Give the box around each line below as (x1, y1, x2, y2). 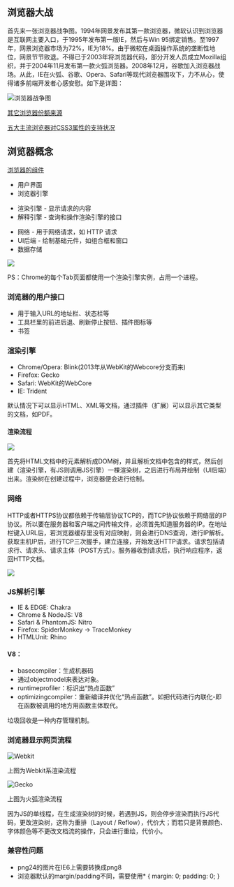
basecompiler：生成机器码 (17, 666, 94, 675)
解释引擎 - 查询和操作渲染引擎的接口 (17, 212, 122, 221)
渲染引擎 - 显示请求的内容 (17, 204, 92, 212)
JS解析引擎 (7, 587, 45, 597)
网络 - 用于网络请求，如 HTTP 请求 (17, 228, 117, 236)
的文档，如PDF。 (7, 410, 57, 419)
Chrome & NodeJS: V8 (17, 611, 82, 619)
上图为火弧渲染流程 (7, 794, 63, 803)
